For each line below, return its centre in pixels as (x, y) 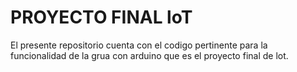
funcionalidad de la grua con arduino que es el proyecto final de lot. (149, 55)
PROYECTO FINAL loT (101, 17)
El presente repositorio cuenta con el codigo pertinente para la (139, 45)
